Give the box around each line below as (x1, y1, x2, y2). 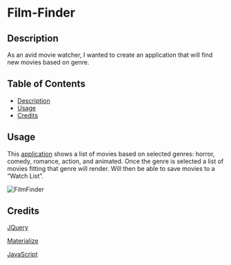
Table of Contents (7, 78, 86, 90)
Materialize (7, 237, 39, 245)
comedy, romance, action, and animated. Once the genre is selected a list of (7, 157, 224, 165)
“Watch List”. (7, 172, 43, 180)
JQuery (7, 223, 29, 232)
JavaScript (7, 250, 38, 259)
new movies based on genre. (7, 58, 90, 66)
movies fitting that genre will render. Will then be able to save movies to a (7, 164, 215, 172)
